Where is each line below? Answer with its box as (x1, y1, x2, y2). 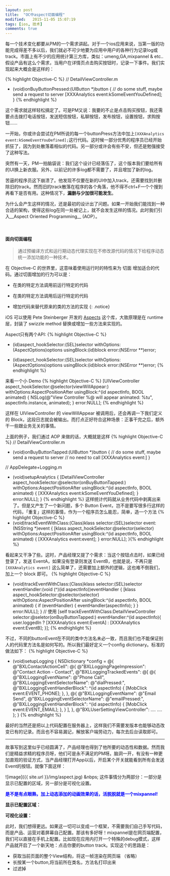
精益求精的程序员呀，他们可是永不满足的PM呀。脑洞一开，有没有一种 (14, 750, 158, 757)
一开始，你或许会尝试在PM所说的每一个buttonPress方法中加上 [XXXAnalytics (5, 131, 164, 137)
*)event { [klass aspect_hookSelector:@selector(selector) (34, 525, 154, 531)
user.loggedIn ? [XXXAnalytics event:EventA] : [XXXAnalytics (12, 619, 140, 625)
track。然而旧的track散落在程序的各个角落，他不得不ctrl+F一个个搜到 (18, 184, 163, 190)
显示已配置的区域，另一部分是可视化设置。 (5, 780, 94, 786)
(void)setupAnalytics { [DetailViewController (12, 474, 105, 480)
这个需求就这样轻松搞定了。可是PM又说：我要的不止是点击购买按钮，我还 (5, 107, 158, 113)
